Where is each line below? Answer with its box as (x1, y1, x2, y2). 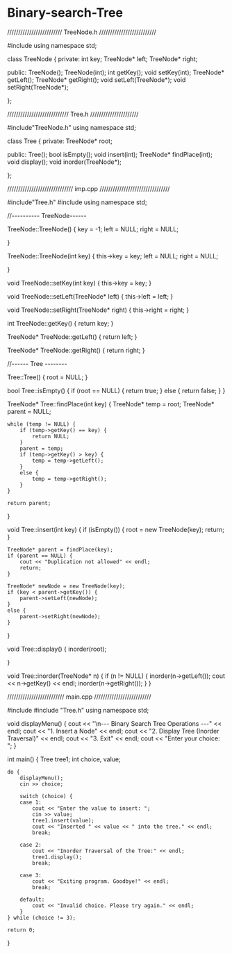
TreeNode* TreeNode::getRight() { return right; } (7, 346, 145, 354)
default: (19, 896, 45, 903)
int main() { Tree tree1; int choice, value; (7, 755, 121, 763)
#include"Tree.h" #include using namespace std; (7, 198, 147, 206)
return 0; (7, 926, 36, 934)
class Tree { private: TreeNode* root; (7, 137, 113, 145)
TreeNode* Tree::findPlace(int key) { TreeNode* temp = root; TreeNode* (7, 399, 215, 408)
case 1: (19, 799, 42, 806)
